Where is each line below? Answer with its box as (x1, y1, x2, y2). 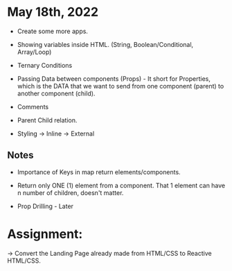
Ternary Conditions (17, 61, 73, 69)
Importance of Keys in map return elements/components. (17, 167, 181, 176)
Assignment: (7, 226, 83, 242)
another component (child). (17, 89, 96, 97)
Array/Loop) (17, 48, 52, 56)
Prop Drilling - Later (17, 202, 74, 210)
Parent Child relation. (17, 115, 78, 124)
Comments (17, 102, 49, 111)
